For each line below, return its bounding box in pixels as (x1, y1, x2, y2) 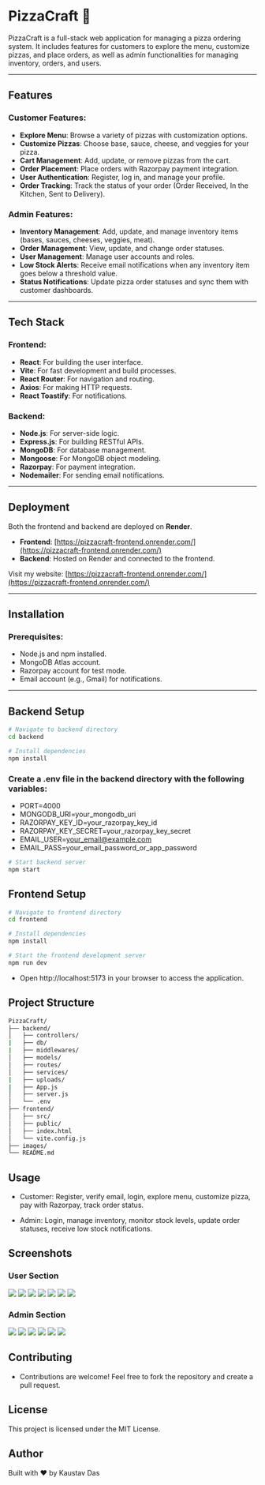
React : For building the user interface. (19, 357, 144, 366)
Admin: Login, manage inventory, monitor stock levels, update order (19, 1216, 241, 1225)
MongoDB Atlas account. (19, 658, 101, 667)
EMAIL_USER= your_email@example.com (19, 834, 152, 844)
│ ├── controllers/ (8, 1032, 80, 1040)
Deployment (8, 501, 70, 514)
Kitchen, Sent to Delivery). (19, 189, 105, 198)
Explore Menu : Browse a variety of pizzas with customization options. (19, 130, 248, 140)
